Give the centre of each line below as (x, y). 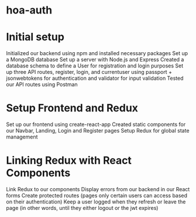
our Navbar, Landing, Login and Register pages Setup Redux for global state (98, 131)
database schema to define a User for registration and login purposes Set (95, 66)
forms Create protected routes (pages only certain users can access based (97, 195)
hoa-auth (29, 10)
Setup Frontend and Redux (72, 108)
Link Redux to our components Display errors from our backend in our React (98, 189)
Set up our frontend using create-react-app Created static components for (96, 124)
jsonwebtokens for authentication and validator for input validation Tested (95, 78)
